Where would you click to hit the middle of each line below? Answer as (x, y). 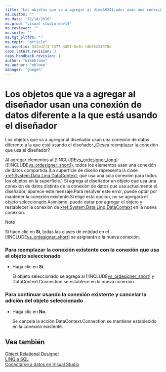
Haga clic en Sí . (28, 267)
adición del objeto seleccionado (44, 301)
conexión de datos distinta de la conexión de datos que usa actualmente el (81, 186)
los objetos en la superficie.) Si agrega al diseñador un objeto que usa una (81, 181)
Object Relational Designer (32, 354)
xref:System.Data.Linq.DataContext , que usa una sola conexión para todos (81, 175)
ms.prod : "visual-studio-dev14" (38, 24)
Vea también (25, 342)
